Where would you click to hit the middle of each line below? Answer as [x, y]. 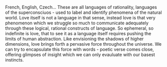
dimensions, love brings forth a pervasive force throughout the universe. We [83, 44]
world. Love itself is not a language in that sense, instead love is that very [80, 18]
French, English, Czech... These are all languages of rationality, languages [81, 7]
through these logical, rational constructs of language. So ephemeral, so [79, 28]
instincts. [14, 60]
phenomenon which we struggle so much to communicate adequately [77, 23]
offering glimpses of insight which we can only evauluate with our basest [80, 55]
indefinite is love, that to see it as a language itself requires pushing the [78, 33]
